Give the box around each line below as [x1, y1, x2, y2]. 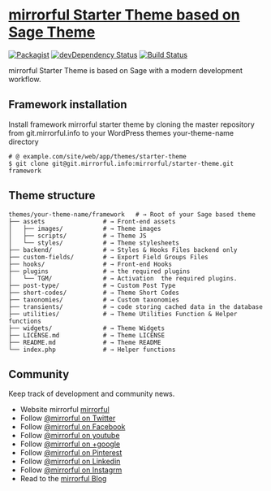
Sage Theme [8, 23, 96, 41]
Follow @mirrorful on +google [19, 439, 120, 449]
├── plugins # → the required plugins [8, 267, 191, 276]
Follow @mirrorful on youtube [19, 431, 120, 441]
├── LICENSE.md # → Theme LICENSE [8, 331, 165, 339]
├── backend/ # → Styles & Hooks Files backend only [8, 245, 238, 254]
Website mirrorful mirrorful [19, 405, 110, 415]
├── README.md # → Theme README [8, 338, 161, 346]
